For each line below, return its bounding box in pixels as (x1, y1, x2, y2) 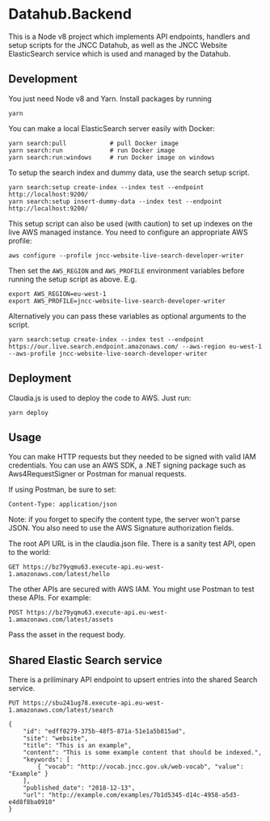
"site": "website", (23, 734, 89, 743)
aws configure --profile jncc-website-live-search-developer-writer (8, 252, 244, 260)
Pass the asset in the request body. (8, 630, 126, 640)
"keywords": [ (23, 755, 70, 764)
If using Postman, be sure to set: (8, 485, 116, 494)
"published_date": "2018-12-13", (23, 784, 136, 793)
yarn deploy (8, 408, 49, 417)
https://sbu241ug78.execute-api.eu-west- (23, 699, 164, 708)
